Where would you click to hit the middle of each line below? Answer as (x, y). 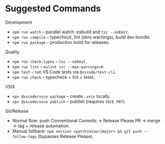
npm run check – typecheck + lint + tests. (53, 77)
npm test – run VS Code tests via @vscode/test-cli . (64, 72)
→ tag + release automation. (41, 126)
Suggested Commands (53, 9)
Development (19, 22)
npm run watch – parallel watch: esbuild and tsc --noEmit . (71, 32)
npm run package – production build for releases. (61, 42)
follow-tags (24, 137)
